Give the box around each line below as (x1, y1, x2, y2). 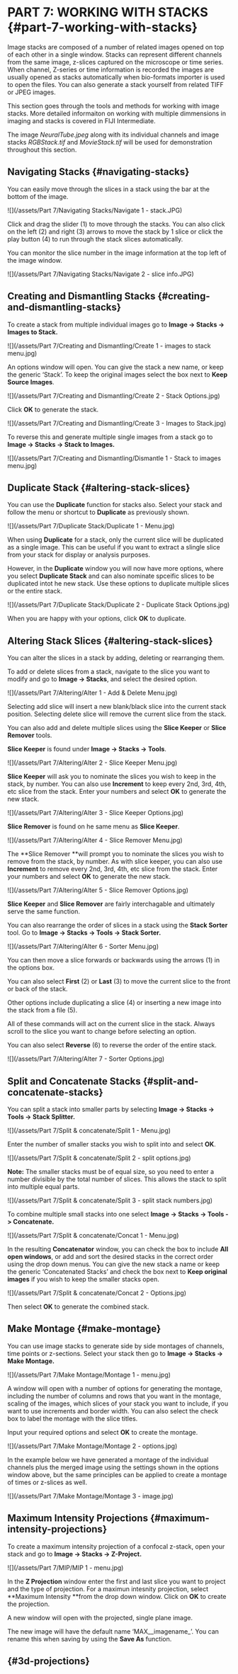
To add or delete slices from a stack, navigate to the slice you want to (7, 667, 210, 676)
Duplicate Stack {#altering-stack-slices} (7, 482, 191, 494)
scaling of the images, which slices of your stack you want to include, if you (7, 1399, 229, 1408)
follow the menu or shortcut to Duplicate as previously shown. (7, 508, 190, 517)
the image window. (7, 256, 62, 264)
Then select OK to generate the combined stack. (7, 1302, 149, 1311)
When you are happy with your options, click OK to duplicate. (7, 614, 186, 623)
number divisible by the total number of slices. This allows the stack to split (7, 1175, 227, 1183)
